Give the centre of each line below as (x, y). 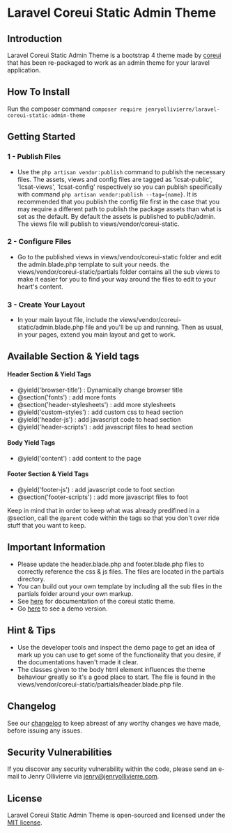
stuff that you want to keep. (47, 526)
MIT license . (25, 823)
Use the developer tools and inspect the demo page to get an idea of (116, 647)
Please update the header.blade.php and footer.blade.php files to (110, 564)
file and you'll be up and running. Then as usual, (154, 327)
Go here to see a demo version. (62, 609)
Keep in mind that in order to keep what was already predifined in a (103, 511)
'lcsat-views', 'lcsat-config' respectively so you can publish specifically (120, 187)
